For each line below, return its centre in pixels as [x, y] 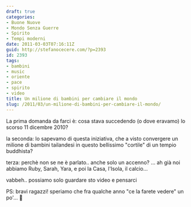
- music [16, 72]
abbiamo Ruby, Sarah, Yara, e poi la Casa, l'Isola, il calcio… [77, 168]
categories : [21, 17]
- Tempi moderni [26, 39]
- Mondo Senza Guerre [33, 28]
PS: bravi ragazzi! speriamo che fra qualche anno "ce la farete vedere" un [95, 191]
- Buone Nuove [23, 22]
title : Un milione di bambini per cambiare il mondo [72, 99]
